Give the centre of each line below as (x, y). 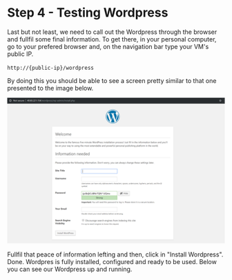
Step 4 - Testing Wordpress (88, 13)
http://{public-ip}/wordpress (51, 68)
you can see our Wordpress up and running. (70, 269)
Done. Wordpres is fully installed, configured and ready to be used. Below (112, 261)
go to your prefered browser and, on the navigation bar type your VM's (108, 46)
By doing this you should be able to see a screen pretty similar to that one (112, 80)
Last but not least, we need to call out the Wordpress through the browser (112, 32)
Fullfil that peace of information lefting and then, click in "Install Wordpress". (115, 254)
